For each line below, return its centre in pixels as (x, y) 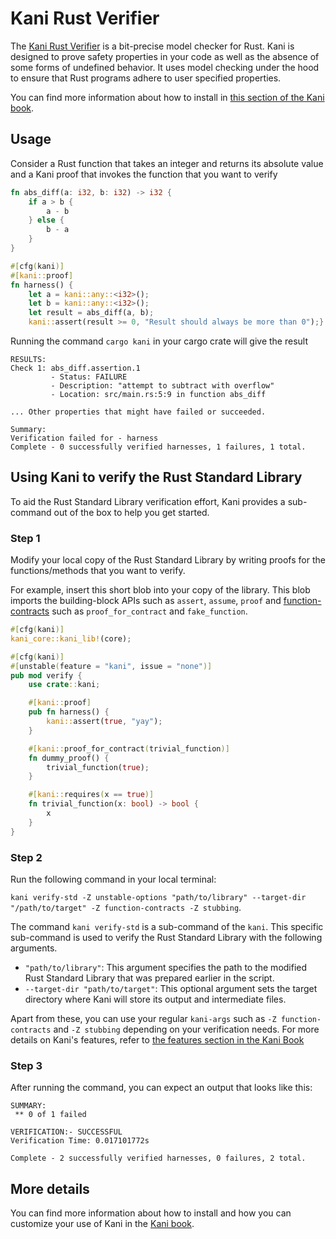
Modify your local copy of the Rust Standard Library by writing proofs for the (168, 560)
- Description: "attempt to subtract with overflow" (162, 386)
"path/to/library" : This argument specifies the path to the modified (166, 968)
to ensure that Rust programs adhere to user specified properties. (146, 78)
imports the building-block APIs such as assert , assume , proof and (146, 601)
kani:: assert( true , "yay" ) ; (104, 722)
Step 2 (26, 857)
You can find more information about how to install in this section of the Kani (167, 97)
